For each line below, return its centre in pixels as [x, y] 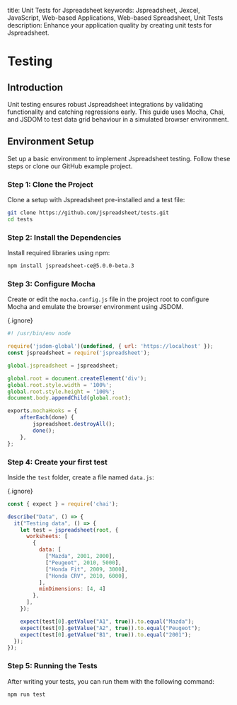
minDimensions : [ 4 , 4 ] [72, 589]
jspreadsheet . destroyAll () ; [74, 424]
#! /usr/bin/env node [39, 334]
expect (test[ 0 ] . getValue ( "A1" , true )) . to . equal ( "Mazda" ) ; [107, 622]
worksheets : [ [47, 537]
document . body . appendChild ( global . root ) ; [69, 398]
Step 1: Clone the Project [50, 185]
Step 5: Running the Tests [52, 666]
